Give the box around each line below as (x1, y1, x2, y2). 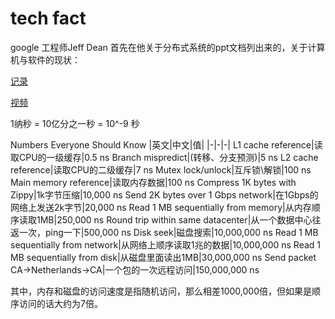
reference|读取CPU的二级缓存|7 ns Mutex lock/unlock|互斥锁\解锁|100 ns (10, 163, 312, 176)
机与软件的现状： (10, 53, 81, 66)
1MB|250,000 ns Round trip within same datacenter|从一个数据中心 (36, 213, 313, 226)
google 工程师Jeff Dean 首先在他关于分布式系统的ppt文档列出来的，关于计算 (10, 41, 326, 53)
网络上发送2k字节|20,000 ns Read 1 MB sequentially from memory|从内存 (10, 201, 312, 213)
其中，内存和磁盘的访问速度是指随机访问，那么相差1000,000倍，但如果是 (10, 285, 313, 297)
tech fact (10, 7, 87, 30)
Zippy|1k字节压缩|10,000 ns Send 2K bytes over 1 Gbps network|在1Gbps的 (10, 188, 319, 201)
